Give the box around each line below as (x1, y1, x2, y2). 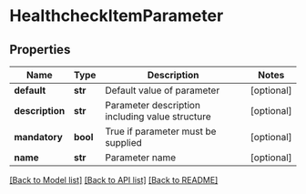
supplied (104, 137, 143, 148)
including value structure (104, 110, 211, 123)
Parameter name (104, 151, 176, 164)
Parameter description (104, 99, 200, 111)
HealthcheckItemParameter (9, 5, 224, 26)
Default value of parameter (104, 84, 220, 97)
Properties (9, 42, 71, 57)
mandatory (14, 131, 64, 143)
